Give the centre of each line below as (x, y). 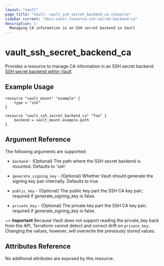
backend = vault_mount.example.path (52, 120)
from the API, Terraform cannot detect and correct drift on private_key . (78, 225)
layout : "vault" (22, 10)
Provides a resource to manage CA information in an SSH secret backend (80, 66)
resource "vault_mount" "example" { (43, 98)
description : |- (22, 23)
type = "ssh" (27, 103)
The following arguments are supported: (46, 151)
